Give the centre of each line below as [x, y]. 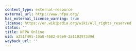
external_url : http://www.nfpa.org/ [42, 14]
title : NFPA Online [25, 32]
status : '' [16, 28]
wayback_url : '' [21, 41]
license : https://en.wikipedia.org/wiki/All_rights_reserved [68, 23]
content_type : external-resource [39, 9]
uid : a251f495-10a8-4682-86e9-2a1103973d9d [50, 37]
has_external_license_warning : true [42, 18]
